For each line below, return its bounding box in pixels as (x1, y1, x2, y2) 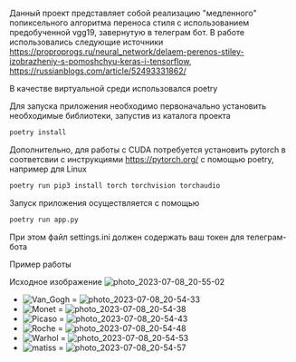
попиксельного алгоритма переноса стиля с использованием (9, 17, 250, 28)
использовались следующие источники (9, 36, 164, 47)
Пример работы (9, 259, 72, 269)
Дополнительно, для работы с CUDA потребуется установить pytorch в (9, 144, 287, 155)
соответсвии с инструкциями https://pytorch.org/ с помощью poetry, (9, 153, 274, 164)
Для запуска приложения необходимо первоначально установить (9, 101, 267, 112)
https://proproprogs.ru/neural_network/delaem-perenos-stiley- (9, 46, 244, 57)
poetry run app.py (9, 215, 79, 224)
